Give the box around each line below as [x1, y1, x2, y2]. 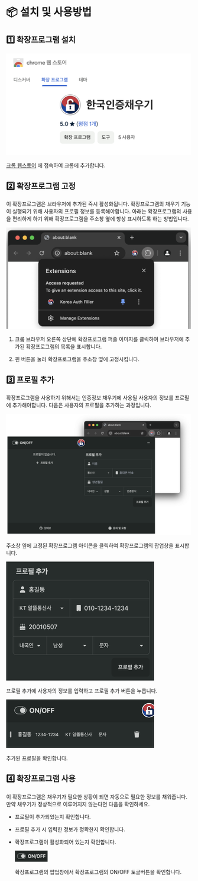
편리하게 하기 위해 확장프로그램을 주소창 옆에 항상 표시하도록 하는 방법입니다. [12, 215, 189, 222]
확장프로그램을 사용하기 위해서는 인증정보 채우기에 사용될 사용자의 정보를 [6, 394, 174, 401]
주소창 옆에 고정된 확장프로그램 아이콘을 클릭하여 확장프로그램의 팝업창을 [6, 542, 174, 549]
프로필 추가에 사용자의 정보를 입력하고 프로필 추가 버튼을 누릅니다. [6, 687, 158, 694]
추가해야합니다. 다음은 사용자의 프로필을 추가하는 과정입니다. [12, 401, 152, 408]
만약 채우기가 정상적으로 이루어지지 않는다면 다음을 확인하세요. [6, 800, 150, 807]
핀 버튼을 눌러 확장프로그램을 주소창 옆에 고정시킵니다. [14, 356, 140, 363]
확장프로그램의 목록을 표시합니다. [25, 343, 102, 350]
